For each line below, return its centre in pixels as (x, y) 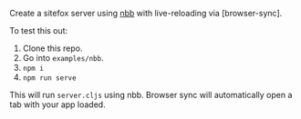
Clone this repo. (52, 48)
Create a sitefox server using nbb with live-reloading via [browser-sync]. (146, 13)
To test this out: (39, 30)
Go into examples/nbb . (63, 58)
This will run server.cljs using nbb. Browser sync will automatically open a (151, 95)
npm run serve (49, 78)
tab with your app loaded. (58, 104)
